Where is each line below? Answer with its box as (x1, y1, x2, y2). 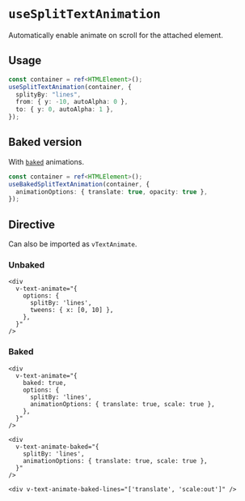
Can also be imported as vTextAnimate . (8, 239, 137, 249)
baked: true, (23, 379, 67, 387)
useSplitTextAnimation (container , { (8, 83, 132, 91)
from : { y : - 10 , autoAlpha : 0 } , (15, 98, 129, 106)
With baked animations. (8, 156, 85, 166)
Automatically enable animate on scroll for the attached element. (8, 30, 224, 40)
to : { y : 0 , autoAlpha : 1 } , (15, 105, 114, 113)
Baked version (8, 135, 82, 149)
